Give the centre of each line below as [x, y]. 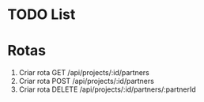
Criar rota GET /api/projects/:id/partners [84, 73]
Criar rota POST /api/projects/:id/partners [87, 81]
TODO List [42, 15]
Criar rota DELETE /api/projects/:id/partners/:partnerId [108, 89]
